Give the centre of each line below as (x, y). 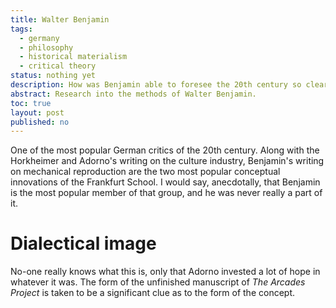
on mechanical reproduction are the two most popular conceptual (145, 172)
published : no (40, 122)
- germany (39, 38)
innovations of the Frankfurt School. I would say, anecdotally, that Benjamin (165, 182)
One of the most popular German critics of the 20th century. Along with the (165, 150)
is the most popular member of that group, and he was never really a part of (166, 193)
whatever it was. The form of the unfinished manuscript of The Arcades (158, 282)
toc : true (31, 103)
